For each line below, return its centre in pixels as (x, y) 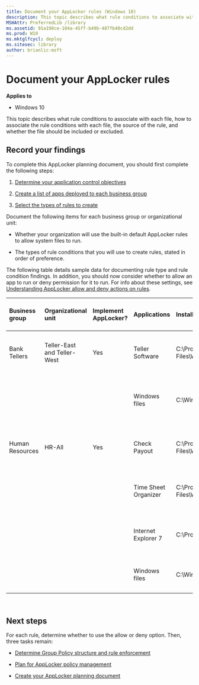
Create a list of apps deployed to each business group (81, 194)
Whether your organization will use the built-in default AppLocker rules (101, 234)
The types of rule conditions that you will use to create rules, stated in (100, 252)
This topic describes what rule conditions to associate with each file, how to (99, 118)
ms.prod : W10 (22, 34)
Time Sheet (150, 487)
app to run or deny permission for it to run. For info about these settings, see (99, 282)
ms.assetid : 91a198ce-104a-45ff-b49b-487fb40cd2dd (70, 28)
